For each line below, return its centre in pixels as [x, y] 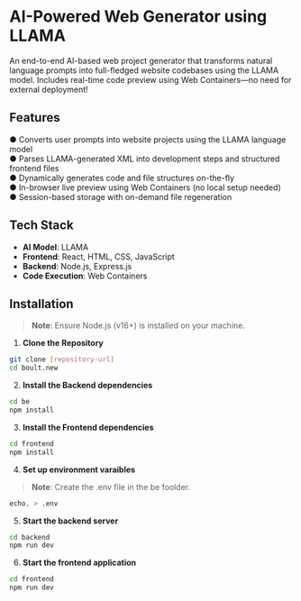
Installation [41, 304]
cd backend [30, 537]
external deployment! [49, 89]
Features [35, 118]
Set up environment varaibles [79, 469]
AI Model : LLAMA [55, 247]
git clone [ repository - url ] [62, 360]
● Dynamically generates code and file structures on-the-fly [122, 178]
